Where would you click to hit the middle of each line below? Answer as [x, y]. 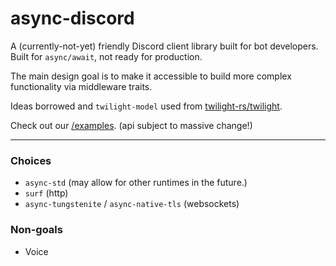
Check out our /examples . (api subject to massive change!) [131, 125]
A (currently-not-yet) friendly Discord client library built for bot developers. [164, 46]
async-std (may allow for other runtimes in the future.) [136, 183]
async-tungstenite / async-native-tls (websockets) [132, 204]
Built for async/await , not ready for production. [106, 56]
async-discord [72, 18]
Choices [31, 160]
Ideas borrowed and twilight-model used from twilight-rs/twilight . [146, 106]
